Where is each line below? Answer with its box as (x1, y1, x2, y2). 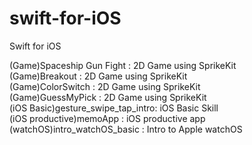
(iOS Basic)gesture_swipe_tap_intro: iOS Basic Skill (9, 102, 219, 114)
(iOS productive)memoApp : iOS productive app (9, 112, 206, 124)
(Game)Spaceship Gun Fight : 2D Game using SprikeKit (9, 59, 237, 71)
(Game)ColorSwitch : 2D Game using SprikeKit (9, 80, 201, 92)
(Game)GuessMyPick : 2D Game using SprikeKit (9, 91, 207, 103)
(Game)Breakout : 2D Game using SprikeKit (9, 70, 188, 82)
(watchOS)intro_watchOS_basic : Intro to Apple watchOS (9, 123, 243, 135)
